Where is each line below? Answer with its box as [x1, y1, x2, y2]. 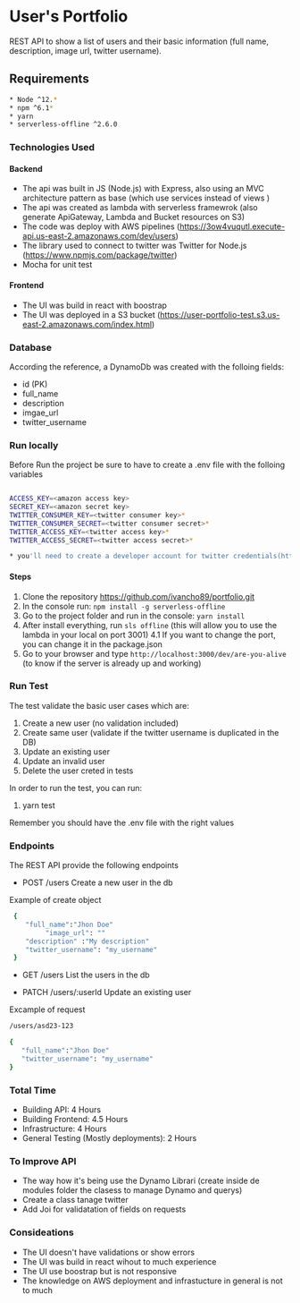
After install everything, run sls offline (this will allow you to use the [21, 619, 278, 630]
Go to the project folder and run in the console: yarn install [21, 610, 246, 621]
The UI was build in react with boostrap [21, 300, 168, 311]
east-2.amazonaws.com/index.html [21, 319, 153, 329]
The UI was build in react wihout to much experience [21, 1256, 217, 1267]
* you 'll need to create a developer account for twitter [9, 552, 229, 561]
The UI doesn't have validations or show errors [21, 1247, 195, 1257]
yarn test [21, 799, 55, 811]
